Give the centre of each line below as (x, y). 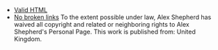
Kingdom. (28, 39)
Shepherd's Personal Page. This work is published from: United (105, 32)
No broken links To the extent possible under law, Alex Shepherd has (112, 17)
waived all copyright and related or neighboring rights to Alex (101, 24)
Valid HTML (30, 10)
